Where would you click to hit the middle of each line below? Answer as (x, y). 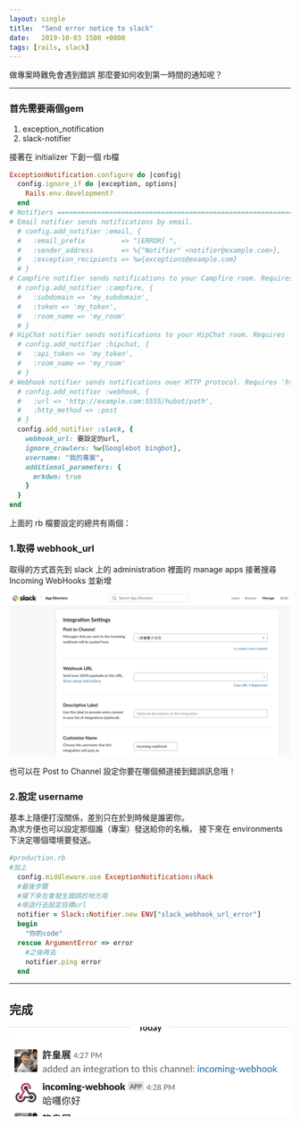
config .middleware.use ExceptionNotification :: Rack (116, 876)
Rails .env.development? (70, 194)
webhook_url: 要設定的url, (73, 439)
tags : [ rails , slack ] (50, 47)
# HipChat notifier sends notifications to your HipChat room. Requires (147, 335)
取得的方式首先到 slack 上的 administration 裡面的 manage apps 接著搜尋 (143, 570)
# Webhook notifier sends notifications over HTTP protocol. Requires (143, 382)
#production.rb (37, 859)
